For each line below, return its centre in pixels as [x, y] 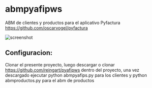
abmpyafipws [34, 9]
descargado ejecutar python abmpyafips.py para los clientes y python [76, 75]
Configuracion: [29, 53]
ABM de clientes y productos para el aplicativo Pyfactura [63, 23]
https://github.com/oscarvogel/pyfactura [46, 28]
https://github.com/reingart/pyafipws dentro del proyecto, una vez [72, 70]
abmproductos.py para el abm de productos [50, 80]
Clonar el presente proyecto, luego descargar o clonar [60, 64]
